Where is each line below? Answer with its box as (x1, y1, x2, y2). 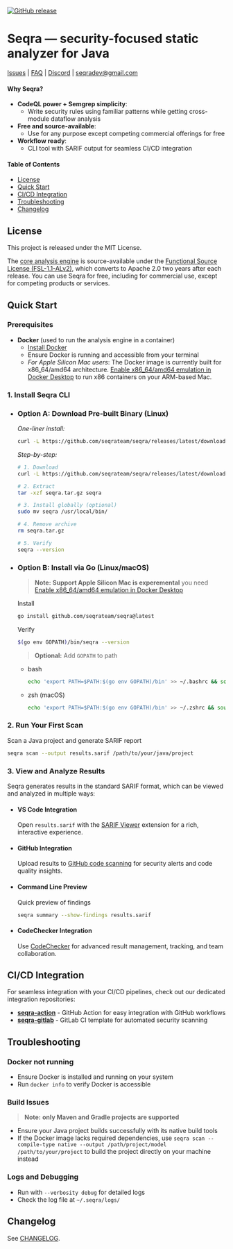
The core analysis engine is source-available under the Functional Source (7, 257, 218, 265)
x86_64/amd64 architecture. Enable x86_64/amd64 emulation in (27, 365, 212, 374)
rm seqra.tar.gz (17, 528, 64, 535)
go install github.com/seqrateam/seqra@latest (17, 612, 155, 619)
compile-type (17, 1141, 55, 1148)
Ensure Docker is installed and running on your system (17, 1073, 173, 1081)
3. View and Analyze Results (7, 766, 105, 776)
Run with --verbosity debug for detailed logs (17, 1188, 146, 1196)
